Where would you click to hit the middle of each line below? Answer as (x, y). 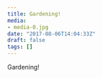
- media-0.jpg (28, 27)
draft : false (26, 40)
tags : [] (20, 47)
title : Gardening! (34, 14)
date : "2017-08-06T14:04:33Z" (52, 34)
